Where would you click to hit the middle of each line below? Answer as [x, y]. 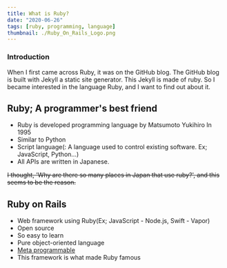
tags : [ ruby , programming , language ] [61, 26]
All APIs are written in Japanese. [63, 162]
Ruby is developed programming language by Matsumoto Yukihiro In [115, 125]
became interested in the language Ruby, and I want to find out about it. [109, 86]
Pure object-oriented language [61, 243]
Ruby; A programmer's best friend [82, 108]
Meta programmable [46, 250]
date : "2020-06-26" [35, 20]
